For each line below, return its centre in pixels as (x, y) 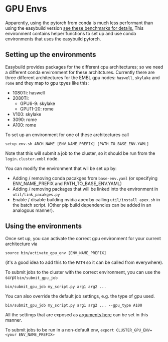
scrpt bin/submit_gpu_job (31, 277)
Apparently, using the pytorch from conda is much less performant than (79, 23)
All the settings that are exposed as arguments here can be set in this (77, 315)
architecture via (21, 244)
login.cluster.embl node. (32, 158)
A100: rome (24, 125)
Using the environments (43, 226)
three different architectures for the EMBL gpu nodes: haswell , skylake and (82, 77)
